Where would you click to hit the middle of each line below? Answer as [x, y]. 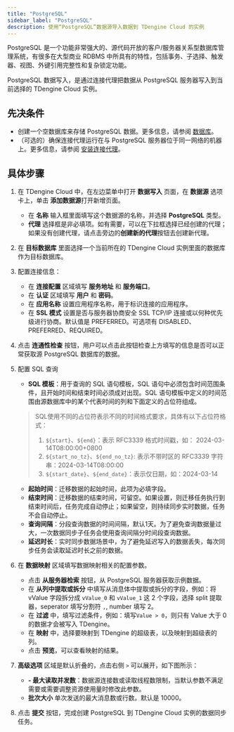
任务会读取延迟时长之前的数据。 [80, 550]
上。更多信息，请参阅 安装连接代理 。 [71, 149]
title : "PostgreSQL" [38, 14]
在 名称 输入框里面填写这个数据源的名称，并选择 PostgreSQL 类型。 [126, 215]
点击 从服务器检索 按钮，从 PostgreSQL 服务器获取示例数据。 [116, 580]
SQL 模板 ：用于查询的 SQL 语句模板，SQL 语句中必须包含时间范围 [123, 384]
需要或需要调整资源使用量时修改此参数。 [86, 689]
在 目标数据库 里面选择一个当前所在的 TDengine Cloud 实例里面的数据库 [122, 248]
